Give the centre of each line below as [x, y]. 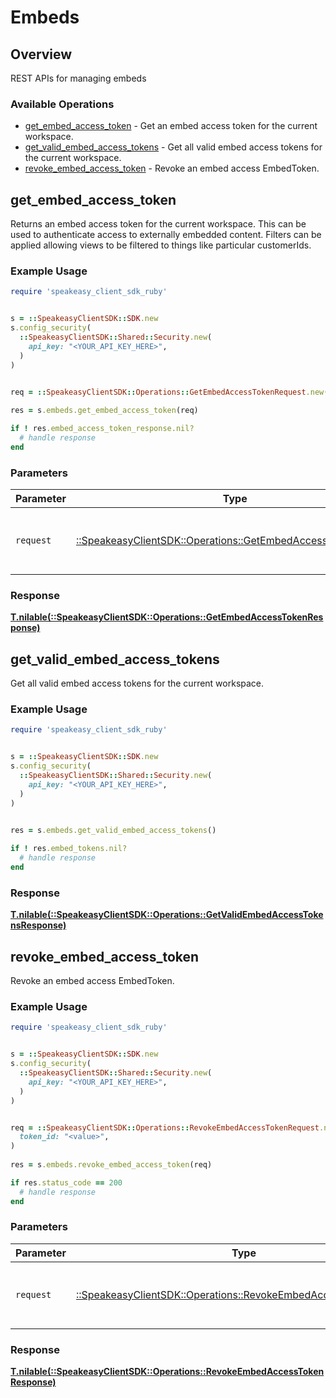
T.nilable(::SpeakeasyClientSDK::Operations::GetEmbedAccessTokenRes [167, 617]
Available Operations [62, 104]
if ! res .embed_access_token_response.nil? [102, 429]
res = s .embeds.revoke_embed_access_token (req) [111, 1165]
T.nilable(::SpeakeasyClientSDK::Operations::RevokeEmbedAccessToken [167, 1372]
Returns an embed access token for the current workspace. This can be [158, 224]
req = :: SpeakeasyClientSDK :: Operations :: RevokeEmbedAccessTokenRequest [165, 1127]
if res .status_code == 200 [66, 1182]
